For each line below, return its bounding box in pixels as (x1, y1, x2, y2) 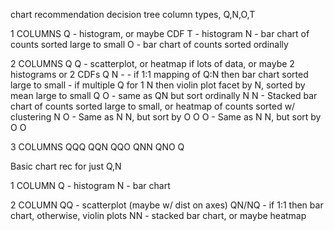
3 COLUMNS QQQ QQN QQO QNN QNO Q (10, 141, 185, 153)
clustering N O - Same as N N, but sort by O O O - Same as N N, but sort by (10, 111, 322, 123)
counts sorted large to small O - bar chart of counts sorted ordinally (10, 39, 289, 50)
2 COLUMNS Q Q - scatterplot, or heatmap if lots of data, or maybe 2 (10, 58, 295, 69)
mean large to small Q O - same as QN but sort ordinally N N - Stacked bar (10, 90, 318, 101)
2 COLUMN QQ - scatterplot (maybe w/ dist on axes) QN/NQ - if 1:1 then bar (10, 199, 324, 211)
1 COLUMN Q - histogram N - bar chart (10, 180, 171, 191)
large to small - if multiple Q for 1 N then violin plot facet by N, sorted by (10, 79, 306, 91)
